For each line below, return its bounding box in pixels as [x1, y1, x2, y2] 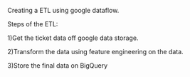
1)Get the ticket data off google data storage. [7, 34, 139, 42]
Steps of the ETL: [7, 20, 58, 28]
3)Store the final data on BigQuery [7, 61, 108, 70]
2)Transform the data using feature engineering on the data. [7, 48, 184, 56]
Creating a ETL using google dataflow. [7, 6, 120, 14]
